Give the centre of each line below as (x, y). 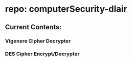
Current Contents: (33, 27)
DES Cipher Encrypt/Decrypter (42, 54)
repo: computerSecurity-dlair (66, 9)
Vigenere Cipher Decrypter (38, 41)
